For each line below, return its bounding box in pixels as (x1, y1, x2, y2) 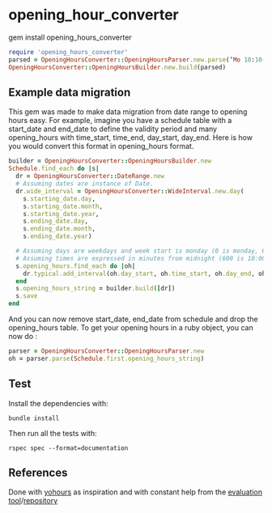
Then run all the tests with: (8, 428, 97, 438)
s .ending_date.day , (23, 217, 89, 226)
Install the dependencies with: (8, 398, 108, 408)
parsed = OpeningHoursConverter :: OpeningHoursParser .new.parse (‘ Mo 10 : (8, 55, 255, 64)
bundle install (8, 414, 60, 422)
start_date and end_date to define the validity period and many (8, 124, 217, 134)
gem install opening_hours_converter (8, 32, 132, 42)
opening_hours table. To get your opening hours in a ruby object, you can (8, 323, 253, 333)
